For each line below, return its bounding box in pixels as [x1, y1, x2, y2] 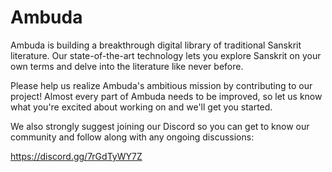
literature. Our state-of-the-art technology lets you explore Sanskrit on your [10, 49, 322, 61]
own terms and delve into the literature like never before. [10, 60, 244, 72]
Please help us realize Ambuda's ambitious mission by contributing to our [10, 79, 313, 91]
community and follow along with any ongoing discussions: [10, 131, 255, 143]
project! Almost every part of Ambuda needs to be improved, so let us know [10, 90, 323, 102]
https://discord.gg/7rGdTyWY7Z [10, 150, 143, 162]
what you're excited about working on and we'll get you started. [10, 101, 273, 113]
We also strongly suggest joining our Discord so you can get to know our [10, 120, 310, 132]
